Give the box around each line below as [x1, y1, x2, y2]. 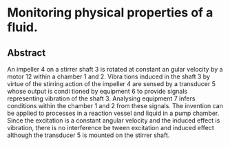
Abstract [7, 47, 46, 59]
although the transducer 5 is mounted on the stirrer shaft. [7, 131, 170, 139]
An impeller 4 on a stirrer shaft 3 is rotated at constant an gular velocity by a [7, 65, 223, 73]
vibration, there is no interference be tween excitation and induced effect [7, 124, 215, 132]
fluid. [7, 19, 38, 35]
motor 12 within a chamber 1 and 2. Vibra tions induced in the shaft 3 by [7, 72, 211, 81]
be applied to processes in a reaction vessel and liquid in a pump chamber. [7, 109, 220, 117]
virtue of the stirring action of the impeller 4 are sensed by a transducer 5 [7, 80, 216, 87]
